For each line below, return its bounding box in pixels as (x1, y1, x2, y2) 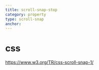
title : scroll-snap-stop (5, 7, 58, 12)
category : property (5, 12, 46, 17)
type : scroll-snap (5, 16, 44, 21)
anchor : (5, 21, 22, 26)
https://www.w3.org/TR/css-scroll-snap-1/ (5, 59, 94, 65)
